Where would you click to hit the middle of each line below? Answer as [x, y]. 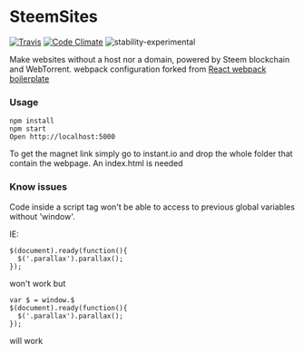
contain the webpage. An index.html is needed [96, 163]
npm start [28, 129]
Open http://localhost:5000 [63, 137]
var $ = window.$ [42, 300]
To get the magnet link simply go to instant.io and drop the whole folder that [151, 154]
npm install [32, 121]
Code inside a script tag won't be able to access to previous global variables [152, 207]
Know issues [39, 187]
